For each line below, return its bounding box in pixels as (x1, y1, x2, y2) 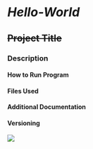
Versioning (7, 119, 40, 127)
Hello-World (7, 4, 80, 20)
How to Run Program (7, 71, 69, 79)
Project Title (7, 32, 62, 44)
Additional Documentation (7, 103, 87, 111)
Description (7, 53, 49, 63)
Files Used (7, 86, 39, 95)
